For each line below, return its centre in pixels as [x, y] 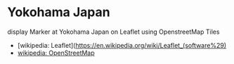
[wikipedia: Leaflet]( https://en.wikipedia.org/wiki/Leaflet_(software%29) [122, 45]
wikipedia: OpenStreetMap [56, 53]
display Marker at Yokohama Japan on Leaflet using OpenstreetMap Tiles [113, 32]
